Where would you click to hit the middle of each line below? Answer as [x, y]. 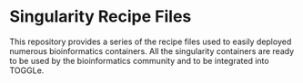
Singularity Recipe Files [101, 17]
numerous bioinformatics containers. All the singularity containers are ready [152, 51]
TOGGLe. [27, 70]
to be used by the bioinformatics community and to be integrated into [140, 60]
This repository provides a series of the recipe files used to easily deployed [151, 41]
